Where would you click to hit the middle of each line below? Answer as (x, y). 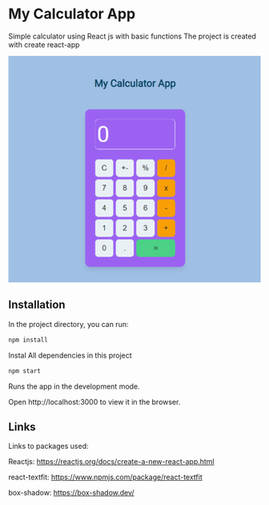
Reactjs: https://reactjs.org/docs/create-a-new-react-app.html (111, 462)
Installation (37, 305)
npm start (25, 371)
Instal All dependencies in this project (70, 355)
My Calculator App (72, 14)
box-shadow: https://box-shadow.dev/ (71, 493)
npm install (28, 340)
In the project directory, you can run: (68, 324)
